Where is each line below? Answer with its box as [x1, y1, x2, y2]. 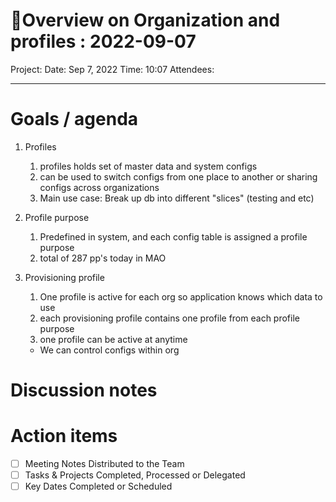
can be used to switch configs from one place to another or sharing [39, 170, 318, 183]
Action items [10, 425, 118, 448]
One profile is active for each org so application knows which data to [39, 290, 323, 303]
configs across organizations [39, 181, 160, 193]
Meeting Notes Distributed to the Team [24, 458, 185, 469]
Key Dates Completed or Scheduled [24, 480, 173, 493]
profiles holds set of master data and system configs [39, 160, 258, 172]
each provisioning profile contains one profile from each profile [39, 312, 300, 324]
